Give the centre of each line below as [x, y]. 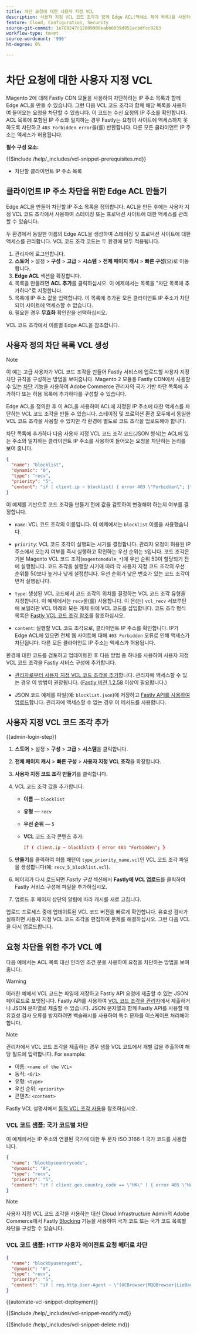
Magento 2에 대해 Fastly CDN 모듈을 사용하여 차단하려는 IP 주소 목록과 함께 [94, 98]
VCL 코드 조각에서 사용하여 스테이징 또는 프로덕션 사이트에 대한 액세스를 [94, 214]
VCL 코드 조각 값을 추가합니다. [49, 786]
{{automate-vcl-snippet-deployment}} [52, 1302]
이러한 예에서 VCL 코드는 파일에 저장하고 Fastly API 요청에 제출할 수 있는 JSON [97, 993]
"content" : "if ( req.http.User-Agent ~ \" [65, 1285]
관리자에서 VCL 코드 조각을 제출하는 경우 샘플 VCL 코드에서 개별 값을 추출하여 [95, 1047]
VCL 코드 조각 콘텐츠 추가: [53, 836]
